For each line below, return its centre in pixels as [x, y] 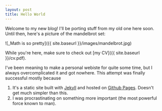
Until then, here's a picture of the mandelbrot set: [55, 34]
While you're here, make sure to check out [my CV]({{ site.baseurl [73, 53]
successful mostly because [33, 78]
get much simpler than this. [40, 93]
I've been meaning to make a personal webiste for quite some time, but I [79, 68]
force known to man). [34, 103]
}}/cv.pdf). [16, 58]
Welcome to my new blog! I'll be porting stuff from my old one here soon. [80, 28]
